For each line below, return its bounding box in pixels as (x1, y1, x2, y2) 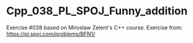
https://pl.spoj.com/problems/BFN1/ (6, 30, 96, 37)
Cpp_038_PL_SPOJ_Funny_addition (6, 4, 188, 18)
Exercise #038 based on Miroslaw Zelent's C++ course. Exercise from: (6, 24, 183, 31)
